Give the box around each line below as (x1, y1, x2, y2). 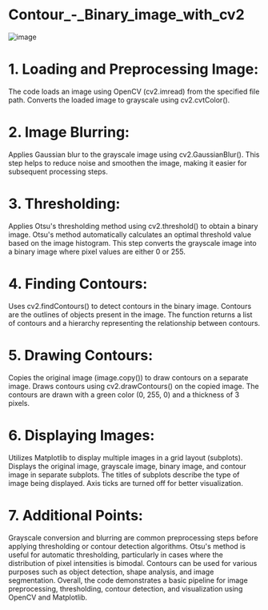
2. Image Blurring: (8, 123, 130, 142)
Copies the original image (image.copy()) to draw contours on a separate (8, 372, 249, 382)
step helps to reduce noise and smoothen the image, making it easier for (8, 158, 247, 167)
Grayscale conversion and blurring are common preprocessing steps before (8, 532, 258, 542)
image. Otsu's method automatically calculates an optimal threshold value (8, 230, 252, 239)
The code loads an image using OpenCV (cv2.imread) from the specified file (8, 86, 260, 96)
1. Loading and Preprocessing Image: (8, 60, 259, 78)
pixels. (8, 398, 30, 407)
